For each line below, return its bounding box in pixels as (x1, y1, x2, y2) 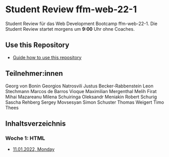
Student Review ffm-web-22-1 (5, 4, 137, 15)
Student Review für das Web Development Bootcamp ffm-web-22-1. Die (5, 20, 158, 27)
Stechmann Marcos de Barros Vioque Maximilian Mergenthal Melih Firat (5, 88, 157, 94)
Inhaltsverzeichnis (5, 119, 66, 128)
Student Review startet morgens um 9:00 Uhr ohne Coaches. (5, 26, 135, 32)
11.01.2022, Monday (12, 146, 55, 152)
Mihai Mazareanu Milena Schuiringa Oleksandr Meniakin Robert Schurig (5, 94, 157, 100)
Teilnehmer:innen (5, 69, 63, 78)
